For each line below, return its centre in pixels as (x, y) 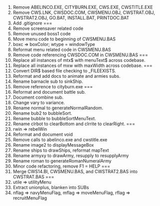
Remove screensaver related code (48, 28)
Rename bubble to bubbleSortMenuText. (54, 118)
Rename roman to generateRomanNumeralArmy (62, 161)
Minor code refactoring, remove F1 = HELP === (62, 166)
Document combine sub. (38, 97)
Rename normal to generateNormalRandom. (58, 108)
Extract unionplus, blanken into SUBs (51, 187)
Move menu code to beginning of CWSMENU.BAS (64, 39)
